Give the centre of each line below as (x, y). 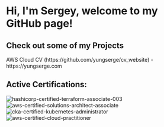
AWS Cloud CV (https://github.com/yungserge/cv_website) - (80, 60)
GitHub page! (39, 23)
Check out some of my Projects (65, 45)
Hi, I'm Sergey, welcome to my (82, 11)
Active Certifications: (47, 85)
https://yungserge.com (34, 66)
